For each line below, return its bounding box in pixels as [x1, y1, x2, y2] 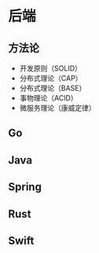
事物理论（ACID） [19, 93, 79, 103]
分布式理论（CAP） [19, 74, 82, 83]
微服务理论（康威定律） [19, 104, 96, 112]
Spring [8, 180, 42, 194]
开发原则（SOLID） [19, 64, 82, 73]
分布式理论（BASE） [19, 84, 86, 93]
